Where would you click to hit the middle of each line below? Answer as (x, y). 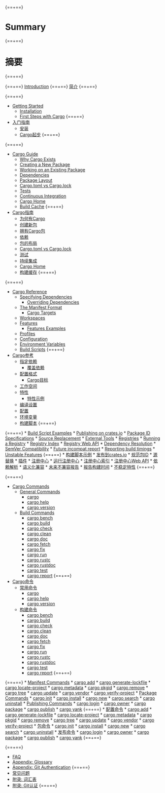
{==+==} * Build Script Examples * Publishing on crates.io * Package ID (78, 433)
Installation (31, 111)
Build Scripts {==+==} (42, 349)
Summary (25, 27)
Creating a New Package (45, 164)
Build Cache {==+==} (42, 206)
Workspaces (32, 317)
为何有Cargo (32, 218)
